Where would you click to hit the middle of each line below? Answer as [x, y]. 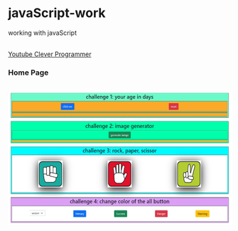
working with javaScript [43, 33]
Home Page [28, 72]
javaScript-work [57, 13]
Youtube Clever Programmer [50, 54]
